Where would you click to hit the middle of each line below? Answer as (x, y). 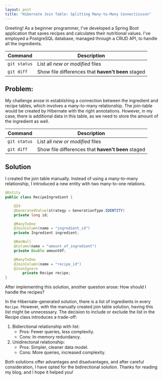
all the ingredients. (24, 43)
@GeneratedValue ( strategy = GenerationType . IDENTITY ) (69, 210)
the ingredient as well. (27, 121)
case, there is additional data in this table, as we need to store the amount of (82, 116)
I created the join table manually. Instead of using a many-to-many (72, 179)
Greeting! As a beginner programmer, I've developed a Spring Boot (72, 28)
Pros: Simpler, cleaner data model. (54, 347)
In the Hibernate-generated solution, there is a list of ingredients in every (78, 302)
